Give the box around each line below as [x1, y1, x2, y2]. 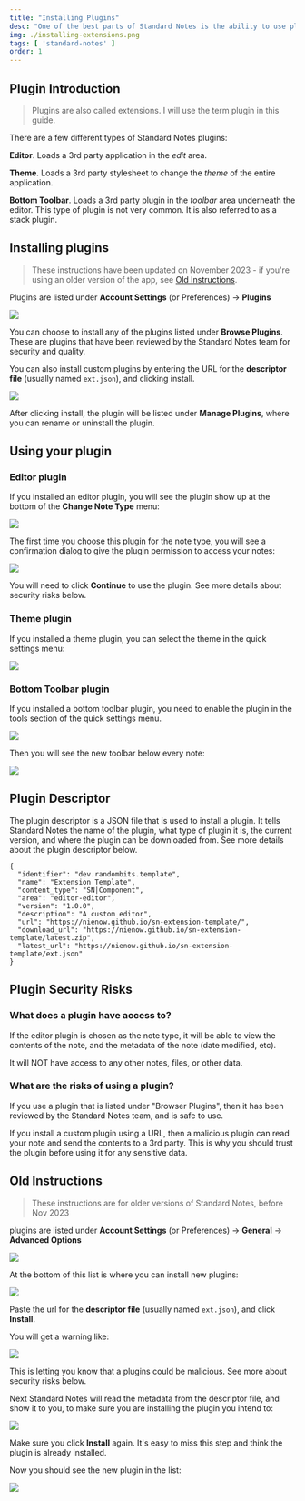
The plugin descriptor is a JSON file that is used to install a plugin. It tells [9, 815, 280, 826]
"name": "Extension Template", [17, 877, 136, 886]
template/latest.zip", [9, 933, 95, 942]
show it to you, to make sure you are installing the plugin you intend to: [9, 1402, 274, 1414]
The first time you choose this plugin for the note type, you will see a [9, 535, 266, 546]
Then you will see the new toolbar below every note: [9, 747, 205, 759]
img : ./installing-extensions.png [9, 30, 141, 39]
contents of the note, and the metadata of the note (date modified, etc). [9, 1039, 277, 1050]
